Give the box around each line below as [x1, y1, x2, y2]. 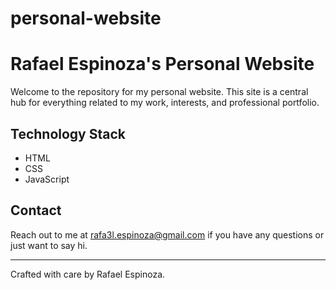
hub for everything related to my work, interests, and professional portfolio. [10, 97, 320, 109]
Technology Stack [10, 125, 126, 142]
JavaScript [24, 173, 70, 185]
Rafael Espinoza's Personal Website [10, 53, 315, 76]
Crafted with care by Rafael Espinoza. [10, 268, 166, 280]
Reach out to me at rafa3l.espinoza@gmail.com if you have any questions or [10, 228, 325, 241]
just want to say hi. [10, 239, 88, 251]
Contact [10, 202, 62, 219]
